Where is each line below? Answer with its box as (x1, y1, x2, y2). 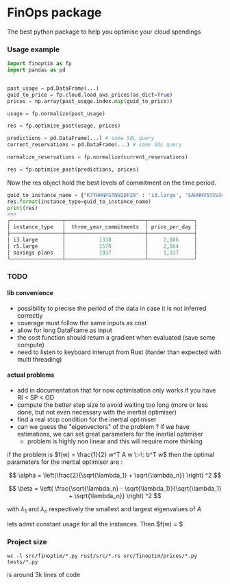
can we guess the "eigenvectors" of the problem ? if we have (16, 422, 190, 430)
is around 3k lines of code (7, 570, 81, 579)
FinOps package (7, 5, 102, 21)
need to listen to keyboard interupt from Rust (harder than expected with (16, 348, 222, 356)
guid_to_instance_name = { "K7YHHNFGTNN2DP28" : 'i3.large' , (7, 191, 183, 198)
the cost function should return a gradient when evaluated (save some (16, 333, 216, 341)
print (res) (7, 205, 38, 211)
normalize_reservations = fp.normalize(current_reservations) (7, 154, 188, 161)
